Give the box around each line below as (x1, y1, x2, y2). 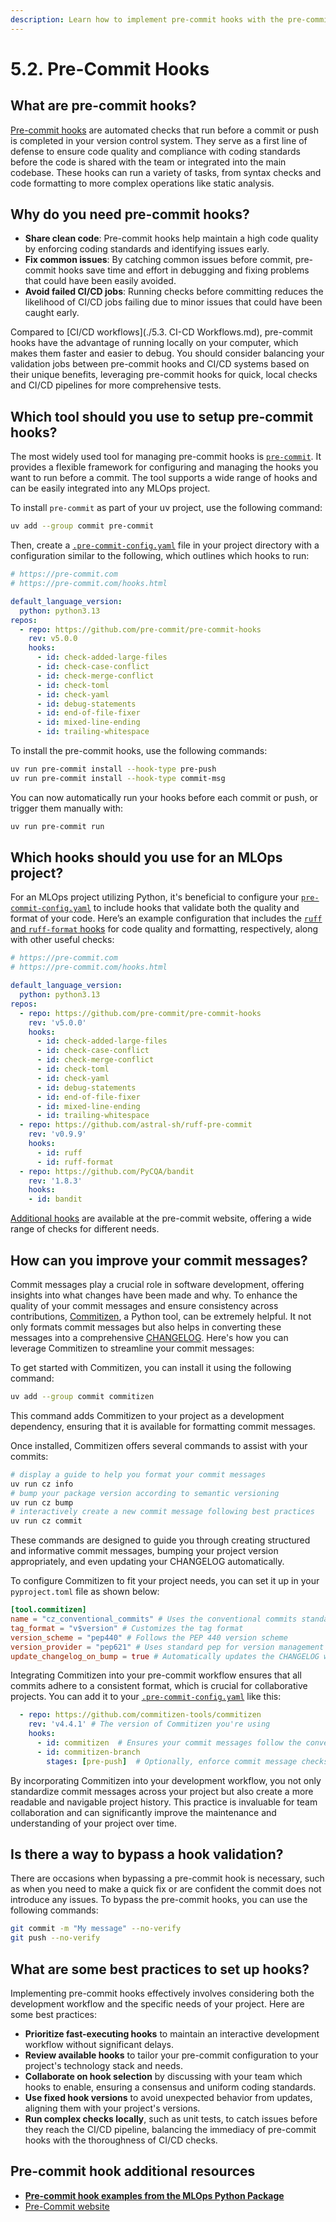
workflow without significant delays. (24, 2039, 175, 2050)
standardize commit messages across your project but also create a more (10, 1785, 314, 1797)
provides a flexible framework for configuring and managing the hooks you (10, 461, 319, 473)
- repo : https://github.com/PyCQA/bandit (19, 1166, 195, 1176)
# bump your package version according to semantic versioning (10, 1488, 280, 1498)
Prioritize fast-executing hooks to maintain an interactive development (24, 2028, 320, 2040)
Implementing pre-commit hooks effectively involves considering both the (10, 1987, 315, 1999)
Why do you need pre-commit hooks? (10, 206, 250, 223)
